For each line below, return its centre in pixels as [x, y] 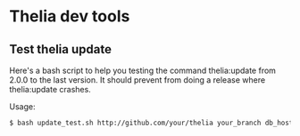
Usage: [22, 107]
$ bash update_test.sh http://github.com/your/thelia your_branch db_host [151, 123]
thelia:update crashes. [50, 89]
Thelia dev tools [70, 16]
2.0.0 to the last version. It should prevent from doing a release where [137, 80]
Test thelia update [60, 49]
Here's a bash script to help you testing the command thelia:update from [143, 70]
